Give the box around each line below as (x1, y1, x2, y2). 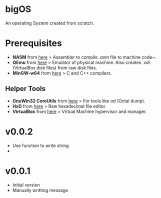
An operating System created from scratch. (5, 20, 94, 26)
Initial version (12, 181, 40, 188)
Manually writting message (12, 187, 68, 193)
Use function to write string (12, 142, 69, 148)
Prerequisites (5, 37, 62, 49)
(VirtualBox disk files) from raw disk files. (12, 64, 97, 70)
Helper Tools (5, 84, 46, 93)
